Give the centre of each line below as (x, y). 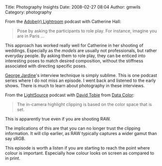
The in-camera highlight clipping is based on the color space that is (84, 104)
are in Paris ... (31, 36)
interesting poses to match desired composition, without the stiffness (74, 61)
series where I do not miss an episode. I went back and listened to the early (81, 80)
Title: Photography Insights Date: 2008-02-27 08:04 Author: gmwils (73, 7)
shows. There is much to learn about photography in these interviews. (75, 86)
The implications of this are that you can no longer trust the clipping (73, 128)
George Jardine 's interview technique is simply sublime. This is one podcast (81, 75)
